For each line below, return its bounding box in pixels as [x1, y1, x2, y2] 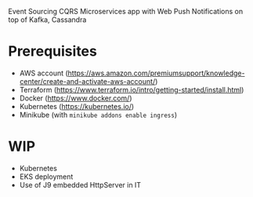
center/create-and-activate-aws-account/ [19, 76, 156, 86]
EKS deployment [19, 172, 74, 181]
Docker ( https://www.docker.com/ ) [19, 93, 132, 103]
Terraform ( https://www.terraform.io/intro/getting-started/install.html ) [19, 85, 244, 94]
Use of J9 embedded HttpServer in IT [19, 180, 142, 189]
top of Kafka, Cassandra [8, 15, 87, 24]
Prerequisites [8, 42, 98, 60]
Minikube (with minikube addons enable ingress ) [19, 110, 178, 119]
